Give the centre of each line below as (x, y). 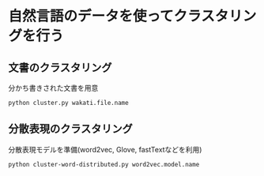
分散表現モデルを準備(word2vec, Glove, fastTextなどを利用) (105, 149)
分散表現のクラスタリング (70, 129)
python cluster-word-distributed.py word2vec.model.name (104, 164)
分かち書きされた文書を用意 (53, 88)
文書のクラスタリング (60, 67)
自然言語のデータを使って (91, 16)
